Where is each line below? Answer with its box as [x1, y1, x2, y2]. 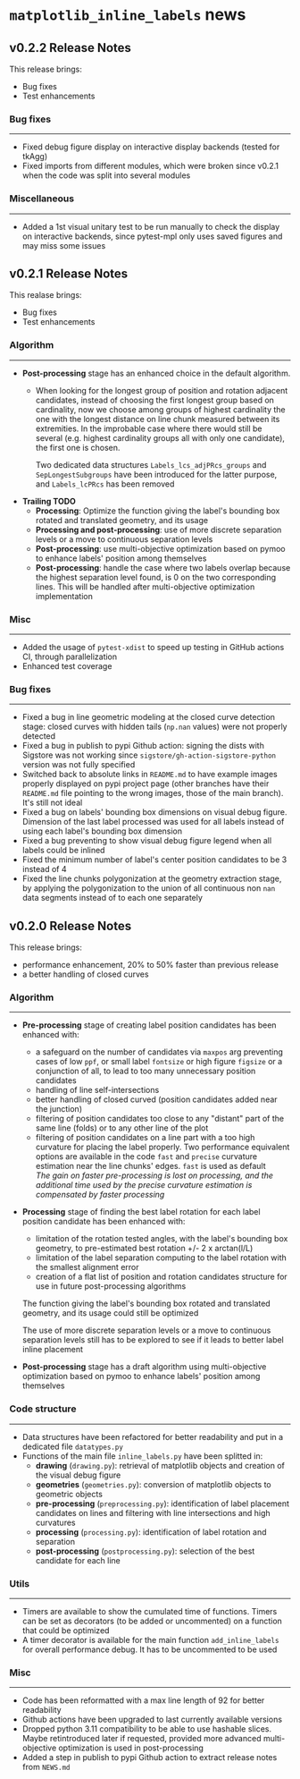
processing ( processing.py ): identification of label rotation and [35, 1526, 267, 1538]
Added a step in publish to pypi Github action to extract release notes [21, 1752, 278, 1763]
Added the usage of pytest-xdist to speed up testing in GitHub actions [21, 642, 285, 652]
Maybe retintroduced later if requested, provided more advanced [21, 1733, 262, 1744]
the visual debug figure [35, 1470, 121, 1480]
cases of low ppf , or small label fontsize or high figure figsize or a [35, 1056, 283, 1067]
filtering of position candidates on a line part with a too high [35, 1132, 255, 1143]
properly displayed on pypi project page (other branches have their [21, 778, 270, 789]
